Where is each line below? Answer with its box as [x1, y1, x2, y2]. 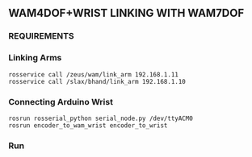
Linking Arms [8, 52, 62, 64]
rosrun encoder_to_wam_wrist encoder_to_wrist [8, 121, 168, 130]
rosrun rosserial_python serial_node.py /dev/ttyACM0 [8, 114, 194, 122]
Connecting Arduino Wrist [8, 96, 113, 107]
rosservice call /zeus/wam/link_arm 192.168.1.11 [8, 70, 179, 79]
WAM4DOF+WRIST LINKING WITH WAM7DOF [8, 6, 245, 20]
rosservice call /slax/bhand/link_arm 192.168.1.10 [8, 77, 186, 85]
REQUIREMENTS [8, 31, 74, 42]
